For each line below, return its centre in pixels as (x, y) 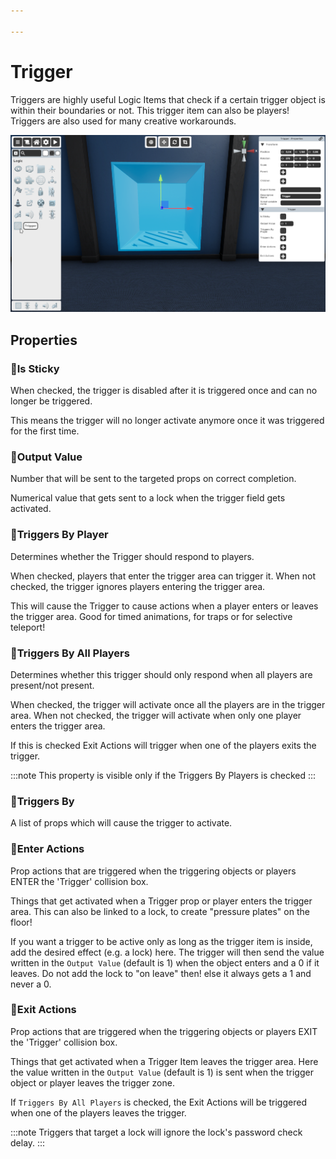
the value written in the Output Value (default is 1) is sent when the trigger (162, 1072)
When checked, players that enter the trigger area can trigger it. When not (163, 576)
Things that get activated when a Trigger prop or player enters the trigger (161, 901)
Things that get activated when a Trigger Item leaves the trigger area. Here (164, 1061)
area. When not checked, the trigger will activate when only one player (156, 715)
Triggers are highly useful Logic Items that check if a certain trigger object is (168, 99)
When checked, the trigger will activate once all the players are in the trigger (168, 704)
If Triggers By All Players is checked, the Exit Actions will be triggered (158, 1102)
